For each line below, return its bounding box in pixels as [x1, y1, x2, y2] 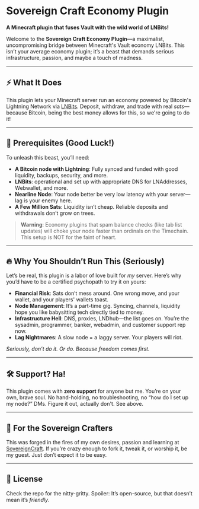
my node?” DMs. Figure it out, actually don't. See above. [6, 400, 144, 408]
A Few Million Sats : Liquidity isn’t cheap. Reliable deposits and [14, 203, 168, 210]
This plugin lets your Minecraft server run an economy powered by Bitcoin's [6, 96, 191, 103]
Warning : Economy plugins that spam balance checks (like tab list [20, 221, 182, 228]
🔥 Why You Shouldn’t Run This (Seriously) [6, 256, 165, 266]
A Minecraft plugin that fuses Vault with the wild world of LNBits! [6, 24, 169, 31]
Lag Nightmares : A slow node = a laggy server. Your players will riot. [14, 334, 183, 341]
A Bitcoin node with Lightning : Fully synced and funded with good [14, 165, 178, 173]
